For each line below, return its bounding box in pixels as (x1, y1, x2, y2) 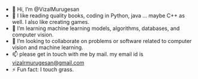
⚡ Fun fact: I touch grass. (11, 66, 74, 73)
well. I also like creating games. (11, 19, 90, 25)
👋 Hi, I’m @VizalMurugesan (11, 6, 80, 13)
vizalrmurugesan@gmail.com (11, 59, 85, 66)
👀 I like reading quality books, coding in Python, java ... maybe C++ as (11, 12, 185, 19)
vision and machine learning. (11, 44, 83, 51)
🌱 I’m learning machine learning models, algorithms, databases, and (11, 25, 180, 32)
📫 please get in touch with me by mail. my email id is (11, 51, 144, 57)
